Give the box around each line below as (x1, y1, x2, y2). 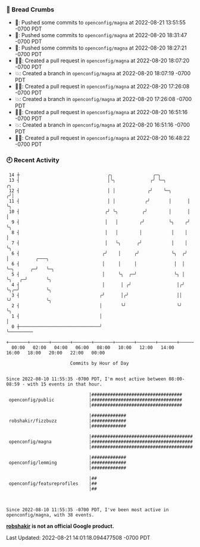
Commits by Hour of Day (70, 360, 129, 366)
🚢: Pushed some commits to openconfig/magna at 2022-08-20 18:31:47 (14, 32, 187, 39)
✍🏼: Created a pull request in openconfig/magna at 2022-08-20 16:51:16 (14, 109, 188, 116)
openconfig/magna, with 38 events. (6, 512, 95, 518)
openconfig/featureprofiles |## (8, 481, 97, 487)
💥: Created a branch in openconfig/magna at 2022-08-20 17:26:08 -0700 (14, 96, 192, 103)
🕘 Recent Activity (6, 156, 60, 164)
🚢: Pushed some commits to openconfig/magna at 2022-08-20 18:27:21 (14, 44, 187, 51)
